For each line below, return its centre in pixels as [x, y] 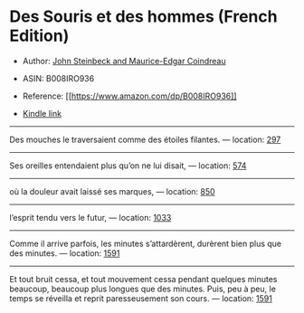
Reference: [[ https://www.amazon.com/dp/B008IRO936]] [129, 96]
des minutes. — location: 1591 [65, 253]
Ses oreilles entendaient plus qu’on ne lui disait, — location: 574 [128, 166]
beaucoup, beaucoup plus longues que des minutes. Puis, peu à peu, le [142, 289]
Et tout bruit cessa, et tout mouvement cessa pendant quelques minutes [143, 279]
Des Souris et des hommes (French [143, 17]
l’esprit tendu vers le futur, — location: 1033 [90, 217]
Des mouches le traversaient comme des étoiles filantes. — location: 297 [145, 139]
